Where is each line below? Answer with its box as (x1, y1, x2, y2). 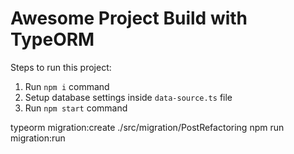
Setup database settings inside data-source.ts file (24, 91, 233, 103)
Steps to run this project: (10, 61, 112, 73)
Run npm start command (24, 102, 128, 114)
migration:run (10, 132, 66, 144)
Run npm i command (24, 80, 110, 92)
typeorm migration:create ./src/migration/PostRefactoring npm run (10, 121, 285, 133)
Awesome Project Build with (10, 7, 248, 30)
